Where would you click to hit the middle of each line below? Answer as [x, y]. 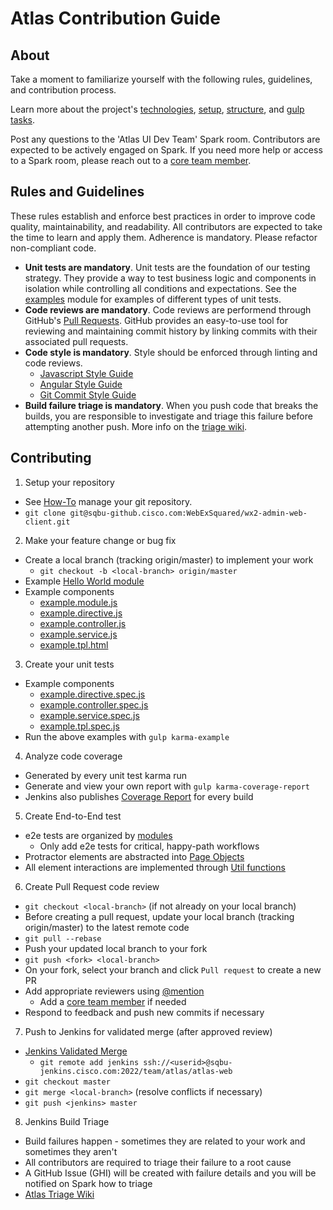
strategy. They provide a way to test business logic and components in [170, 278]
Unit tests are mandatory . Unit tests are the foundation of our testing [167, 267]
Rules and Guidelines [77, 192]
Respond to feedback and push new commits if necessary [144, 1012]
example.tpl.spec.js [79, 726]
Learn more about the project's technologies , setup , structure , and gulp [157, 109]
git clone [45, 513]
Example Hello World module [84, 581]
